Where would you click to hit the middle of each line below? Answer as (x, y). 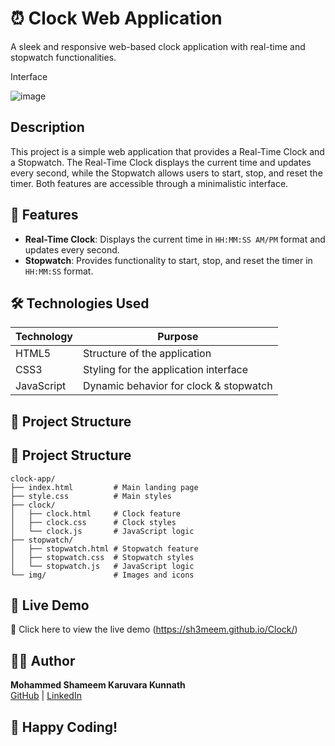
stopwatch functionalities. (63, 57)
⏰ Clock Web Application (116, 18)
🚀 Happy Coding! (64, 727)
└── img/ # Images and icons (102, 575)
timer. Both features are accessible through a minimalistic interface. (149, 183)
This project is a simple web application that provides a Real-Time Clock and (167, 151)
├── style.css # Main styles (91, 496)
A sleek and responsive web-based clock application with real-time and (158, 46)
